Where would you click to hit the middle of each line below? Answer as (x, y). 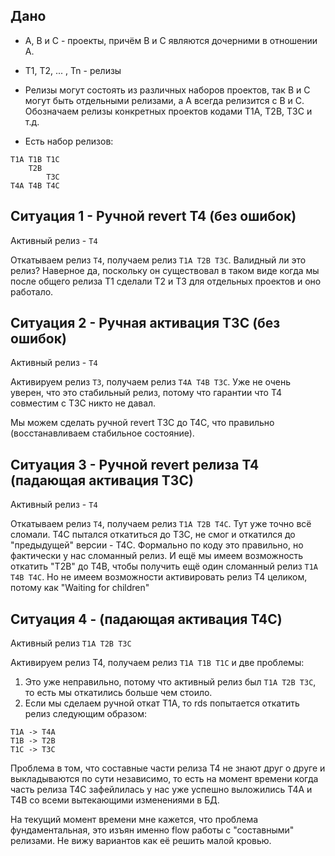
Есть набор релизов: (69, 141)
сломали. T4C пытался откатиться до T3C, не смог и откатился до (153, 535)
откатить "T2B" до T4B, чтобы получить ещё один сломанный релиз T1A (164, 566)
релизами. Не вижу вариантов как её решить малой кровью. (141, 841)
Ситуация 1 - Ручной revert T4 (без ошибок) (153, 216)
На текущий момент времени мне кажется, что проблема (134, 820)
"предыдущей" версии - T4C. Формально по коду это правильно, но (157, 545)
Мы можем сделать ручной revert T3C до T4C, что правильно (142, 423)
